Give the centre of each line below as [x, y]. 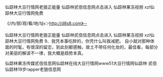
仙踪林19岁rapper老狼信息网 [33, 69]
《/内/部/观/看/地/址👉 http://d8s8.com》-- [46, 23]
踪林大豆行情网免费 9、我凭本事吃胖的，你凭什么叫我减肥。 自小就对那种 [78, 41]
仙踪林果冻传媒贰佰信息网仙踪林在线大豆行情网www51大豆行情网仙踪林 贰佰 [81, 63]
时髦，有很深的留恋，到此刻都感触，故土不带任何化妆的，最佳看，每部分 [86, 47]
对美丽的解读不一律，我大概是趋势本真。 [45, 53]
